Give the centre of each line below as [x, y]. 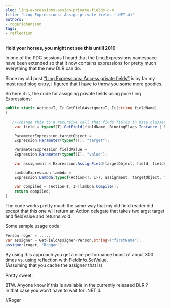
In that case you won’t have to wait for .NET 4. [53, 290]
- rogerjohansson [24, 24]
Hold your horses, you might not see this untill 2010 [60, 48]
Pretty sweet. [19, 275]
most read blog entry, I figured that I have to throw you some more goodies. [84, 84]
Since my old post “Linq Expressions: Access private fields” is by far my [80, 78]
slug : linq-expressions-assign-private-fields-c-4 [60, 10]
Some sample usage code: [33, 226]
